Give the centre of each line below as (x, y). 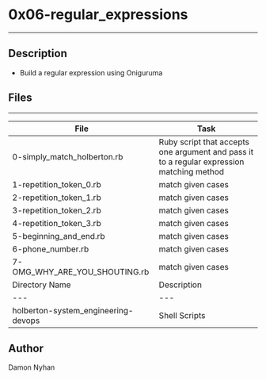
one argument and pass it (206, 152)
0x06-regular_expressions (98, 15)
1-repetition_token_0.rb (57, 184)
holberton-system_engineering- (73, 310)
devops (26, 321)
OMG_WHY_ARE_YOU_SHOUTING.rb (81, 271)
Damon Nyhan (32, 367)
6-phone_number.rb (51, 249)
